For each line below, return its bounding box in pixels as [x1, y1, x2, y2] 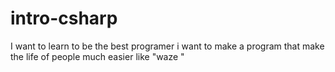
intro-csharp [10, 7, 118, 30]
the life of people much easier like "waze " [10, 50, 185, 62]
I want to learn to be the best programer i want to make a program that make [10, 40, 325, 52]
